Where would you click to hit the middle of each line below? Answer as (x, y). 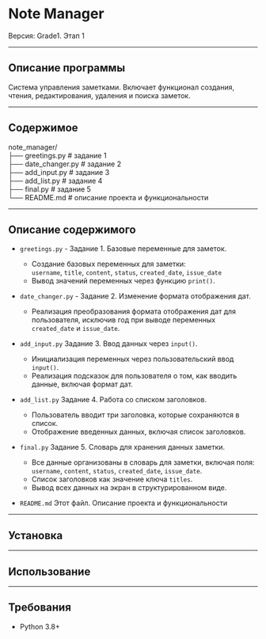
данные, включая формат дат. (82, 384)
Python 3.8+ (40, 626)
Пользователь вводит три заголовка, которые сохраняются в (135, 415)
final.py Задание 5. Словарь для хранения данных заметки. (122, 447)
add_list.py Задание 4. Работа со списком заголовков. (113, 400)
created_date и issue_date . (76, 329)
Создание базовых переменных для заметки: (108, 264)
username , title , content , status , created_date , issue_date (127, 272)
